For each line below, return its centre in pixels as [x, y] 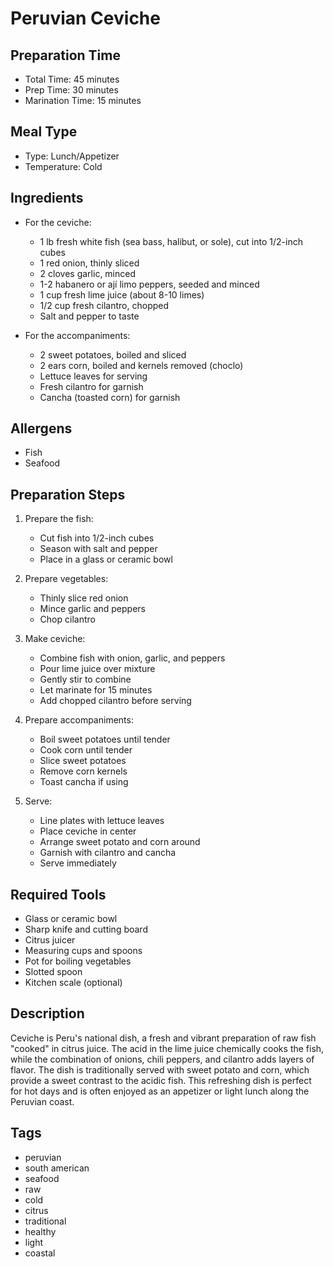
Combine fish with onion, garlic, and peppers [132, 658]
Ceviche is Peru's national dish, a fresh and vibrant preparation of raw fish [163, 1038]
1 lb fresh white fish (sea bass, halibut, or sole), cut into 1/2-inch [171, 241]
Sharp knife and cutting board [86, 929]
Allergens [41, 428]
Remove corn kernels [83, 771]
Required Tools [58, 894]
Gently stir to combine [85, 679]
